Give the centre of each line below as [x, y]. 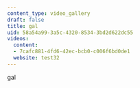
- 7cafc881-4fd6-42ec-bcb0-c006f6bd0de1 [72, 52]
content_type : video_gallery [49, 13]
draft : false [26, 20]
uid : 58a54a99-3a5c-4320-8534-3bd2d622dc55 [70, 32]
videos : [18, 39]
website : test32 [36, 58]
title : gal [23, 26]
